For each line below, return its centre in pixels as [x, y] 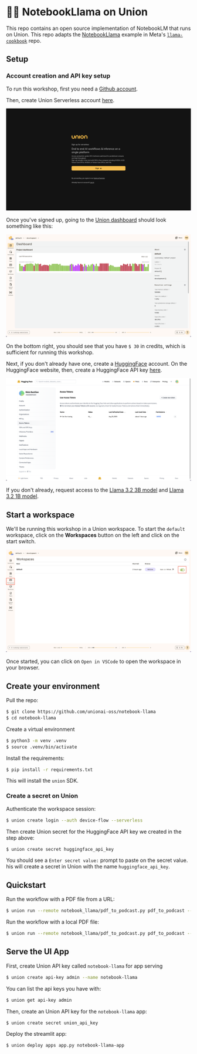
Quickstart [26, 885]
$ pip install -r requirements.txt [50, 770]
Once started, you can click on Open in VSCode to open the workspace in [94, 661]
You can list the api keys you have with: [54, 988]
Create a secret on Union [42, 796]
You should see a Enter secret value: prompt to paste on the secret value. [97, 860]
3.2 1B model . [23, 496]
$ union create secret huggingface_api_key [60, 849]
